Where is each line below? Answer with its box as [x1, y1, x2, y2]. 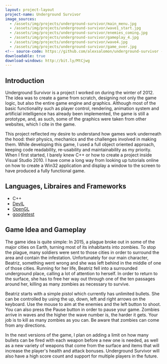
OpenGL [12, 206, 30, 212]
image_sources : [5, 16, 37, 21]
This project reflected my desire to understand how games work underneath [5, 131, 162, 137]
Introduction [5, 76, 45, 85]
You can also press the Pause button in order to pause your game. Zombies [5, 306, 160, 312]
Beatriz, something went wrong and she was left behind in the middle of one [5, 260, 162, 266]
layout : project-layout [5, 7, 55, 12]
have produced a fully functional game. [5, 168, 85, 174]
